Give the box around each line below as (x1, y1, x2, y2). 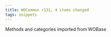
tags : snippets (5, 12, 37, 17)
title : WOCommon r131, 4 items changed (5, 7, 89, 13)
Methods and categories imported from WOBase (5, 26, 106, 32)
